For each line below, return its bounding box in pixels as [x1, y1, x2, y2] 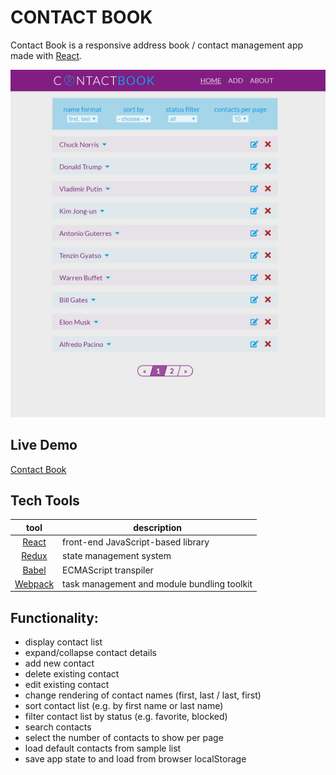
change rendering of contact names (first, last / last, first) [24, 689, 262, 701]
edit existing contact [24, 679, 110, 691]
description [133, 521, 183, 533]
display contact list [24, 636, 103, 648]
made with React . [10, 49, 83, 61]
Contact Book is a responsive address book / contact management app [10, 39, 304, 51]
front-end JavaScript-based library [62, 536, 210, 548]
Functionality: [10, 609, 99, 626]
